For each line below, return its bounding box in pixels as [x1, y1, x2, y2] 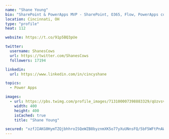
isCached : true [14, 113, 46, 118]
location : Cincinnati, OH [5, 16, 59, 21]
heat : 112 [5, 26, 26, 31]
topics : [5, 80, 22, 85]
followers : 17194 [10, 58, 46, 63]
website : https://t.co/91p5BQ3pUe [5, 35, 78, 40]
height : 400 [14, 108, 39, 113]
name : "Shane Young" [5, 7, 49, 12]
